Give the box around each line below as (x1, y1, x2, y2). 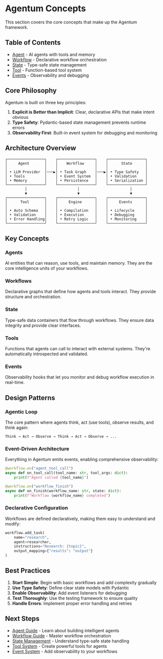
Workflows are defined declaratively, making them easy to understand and (5, 516, 156, 522)
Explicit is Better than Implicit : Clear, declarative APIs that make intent (12, 109, 155, 115)
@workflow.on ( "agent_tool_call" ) (5, 466, 73, 471)
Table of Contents (5, 39, 61, 47)
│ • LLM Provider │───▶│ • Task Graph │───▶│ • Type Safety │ (5, 170, 148, 175)
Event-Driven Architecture (5, 445, 70, 452)
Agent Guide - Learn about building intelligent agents (12, 627, 119, 634)
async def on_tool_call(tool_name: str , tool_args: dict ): (5, 471, 128, 476)
